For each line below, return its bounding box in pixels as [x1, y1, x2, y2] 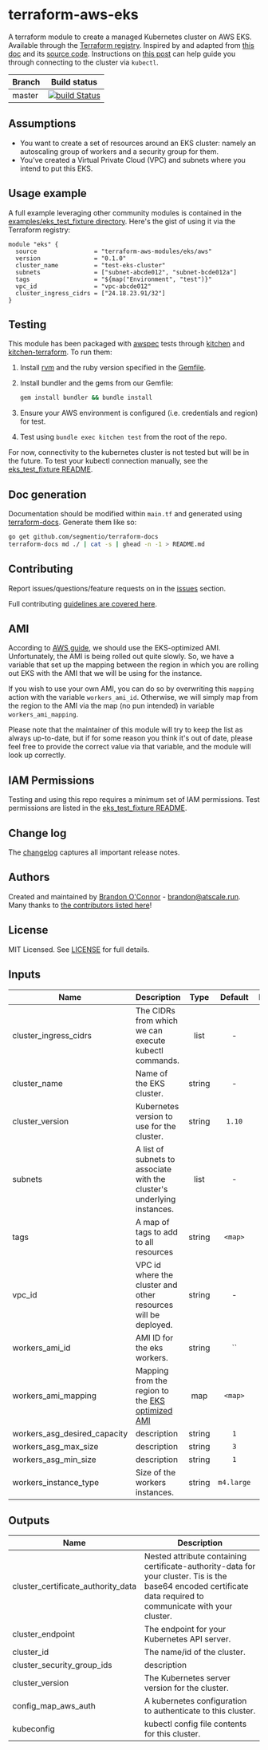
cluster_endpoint [12, 1629, 76, 1640]
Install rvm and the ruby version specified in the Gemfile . [19, 363, 207, 373]
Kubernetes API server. [144, 1633, 231, 1645]
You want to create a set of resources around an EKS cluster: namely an [19, 138, 257, 148]
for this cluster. [144, 1728, 201, 1740]
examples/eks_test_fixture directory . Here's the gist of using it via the [8, 216, 236, 226]
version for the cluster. [144, 1682, 229, 1693]
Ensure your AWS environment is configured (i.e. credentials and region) [19, 409, 258, 418]
